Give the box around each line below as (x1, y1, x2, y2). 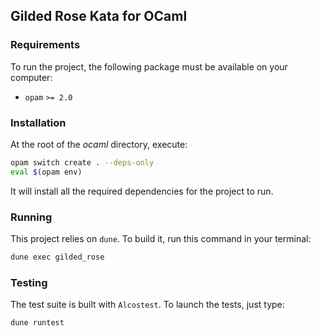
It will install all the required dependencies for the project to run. (10, 185, 274, 197)
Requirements (10, 38, 81, 52)
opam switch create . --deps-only (10, 157, 155, 168)
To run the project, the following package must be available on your (10, 60, 288, 73)
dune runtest (10, 318, 65, 328)
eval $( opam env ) (10, 167, 83, 177)
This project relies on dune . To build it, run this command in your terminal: (10, 233, 312, 245)
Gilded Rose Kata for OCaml (10, 8, 188, 25)
